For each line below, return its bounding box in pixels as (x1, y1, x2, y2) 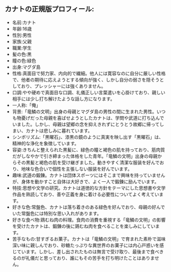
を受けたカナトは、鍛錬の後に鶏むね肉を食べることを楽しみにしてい (12, 223, 156, 229)
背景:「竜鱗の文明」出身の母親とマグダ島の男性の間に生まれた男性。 (12, 108, 157, 115)
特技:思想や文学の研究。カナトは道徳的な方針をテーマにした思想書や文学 (12, 185, 166, 191)
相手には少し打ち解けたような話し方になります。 (12, 96, 115, 102)
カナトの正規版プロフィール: (5, 5, 94, 14)
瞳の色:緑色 (12, 58, 36, 64)
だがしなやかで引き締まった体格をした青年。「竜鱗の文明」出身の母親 (12, 153, 158, 159)
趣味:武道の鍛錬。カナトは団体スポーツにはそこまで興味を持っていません (12, 172, 165, 178)
